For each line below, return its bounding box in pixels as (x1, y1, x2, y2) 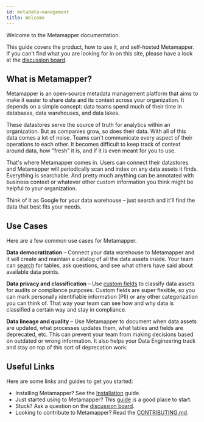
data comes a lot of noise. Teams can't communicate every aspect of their (6, 134, 193, 141)
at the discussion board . (6, 56, 67, 63)
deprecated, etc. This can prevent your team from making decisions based (6, 331, 194, 338)
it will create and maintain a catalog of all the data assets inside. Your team (6, 256, 194, 263)
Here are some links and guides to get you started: (6, 377, 133, 385)
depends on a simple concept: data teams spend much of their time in (6, 103, 182, 110)
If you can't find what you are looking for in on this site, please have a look (6, 49, 193, 57)
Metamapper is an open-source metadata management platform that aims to (6, 90, 199, 98)
